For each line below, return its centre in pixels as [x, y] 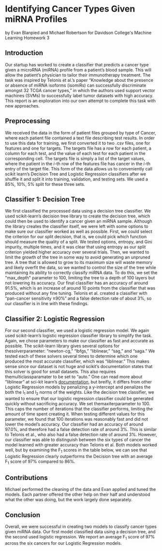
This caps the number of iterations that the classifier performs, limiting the [79, 409]
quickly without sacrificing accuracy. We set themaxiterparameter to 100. [78, 403]
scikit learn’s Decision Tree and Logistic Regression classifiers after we [76, 174]
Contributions [26, 478]
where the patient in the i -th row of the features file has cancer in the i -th [78, 164]
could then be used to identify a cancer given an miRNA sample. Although [79, 221]
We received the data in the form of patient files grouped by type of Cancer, [81, 133]
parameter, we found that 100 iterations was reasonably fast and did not [77, 419]
